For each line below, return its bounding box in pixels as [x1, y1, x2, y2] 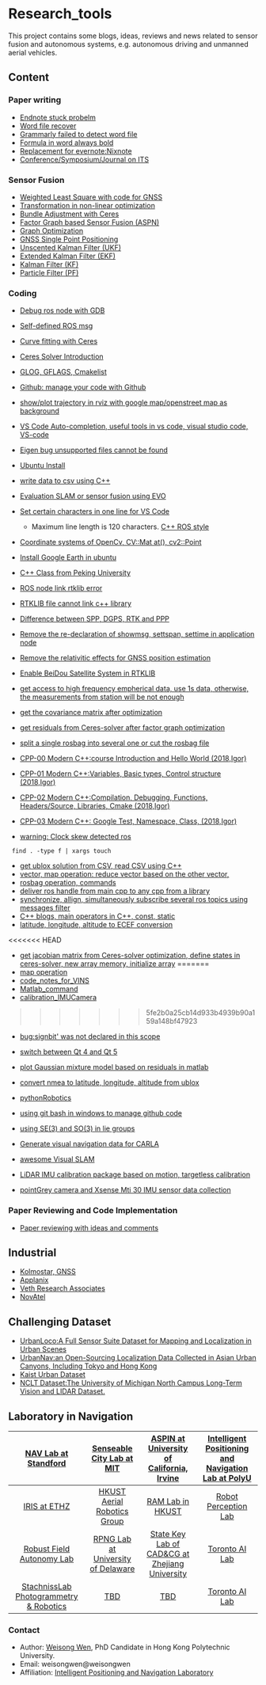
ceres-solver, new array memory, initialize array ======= [19, 959, 210, 968]
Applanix [19, 1276, 49, 1285]
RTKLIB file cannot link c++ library [19, 599, 132, 608]
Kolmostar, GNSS [19, 1267, 77, 1276]
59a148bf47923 [146, 1017, 198, 1026]
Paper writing [8, 94, 62, 105]
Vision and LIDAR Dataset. [19, 1386, 105, 1396]
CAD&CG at [146, 1548, 190, 1559]
